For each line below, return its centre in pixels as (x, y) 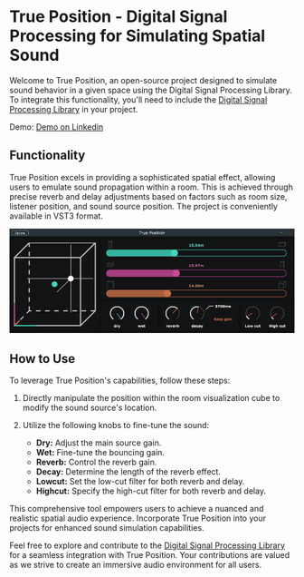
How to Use (43, 359)
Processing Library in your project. (74, 109)
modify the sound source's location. (90, 408)
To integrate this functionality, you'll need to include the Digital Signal (138, 99)
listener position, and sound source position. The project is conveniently (144, 206)
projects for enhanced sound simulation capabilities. (107, 528)
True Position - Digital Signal (119, 17)
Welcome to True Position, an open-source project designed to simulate (143, 80)
